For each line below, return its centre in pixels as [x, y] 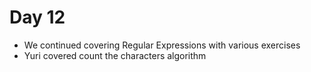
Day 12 [37, 17]
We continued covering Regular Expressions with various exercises [162, 45]
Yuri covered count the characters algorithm [115, 55]
